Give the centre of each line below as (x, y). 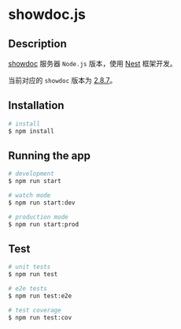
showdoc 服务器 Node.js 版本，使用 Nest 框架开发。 (92, 64)
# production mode (38, 217)
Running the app (49, 155)
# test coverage (35, 310)
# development (31, 174)
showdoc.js (47, 15)
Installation (36, 105)
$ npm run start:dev (42, 203)
